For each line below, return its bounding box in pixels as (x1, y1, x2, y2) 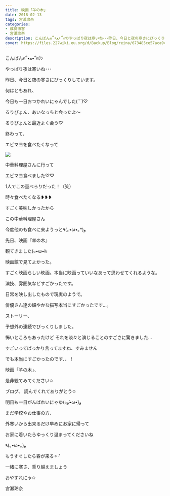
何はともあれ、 (5, 87, 37, 93)
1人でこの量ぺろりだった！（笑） (5, 183, 74, 189)
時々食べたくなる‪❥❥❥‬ (5, 194, 52, 200)
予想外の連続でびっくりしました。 (5, 323, 76, 329)
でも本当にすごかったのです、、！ (5, 356, 74, 362)
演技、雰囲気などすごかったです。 (5, 280, 76, 286)
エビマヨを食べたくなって (5, 141, 59, 147)
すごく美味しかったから (5, 205, 54, 211)
